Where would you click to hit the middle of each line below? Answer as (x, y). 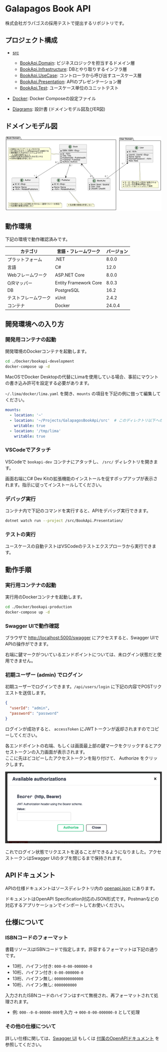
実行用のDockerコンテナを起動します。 (45, 597)
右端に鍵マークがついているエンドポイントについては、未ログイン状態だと (81, 654)
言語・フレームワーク (79, 251)
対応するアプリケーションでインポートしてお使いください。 (66, 905)
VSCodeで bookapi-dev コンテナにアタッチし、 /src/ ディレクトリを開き (80, 462)
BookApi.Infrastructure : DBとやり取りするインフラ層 (73, 69)
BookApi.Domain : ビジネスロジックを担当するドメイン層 (77, 63)
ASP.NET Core (70, 275)
